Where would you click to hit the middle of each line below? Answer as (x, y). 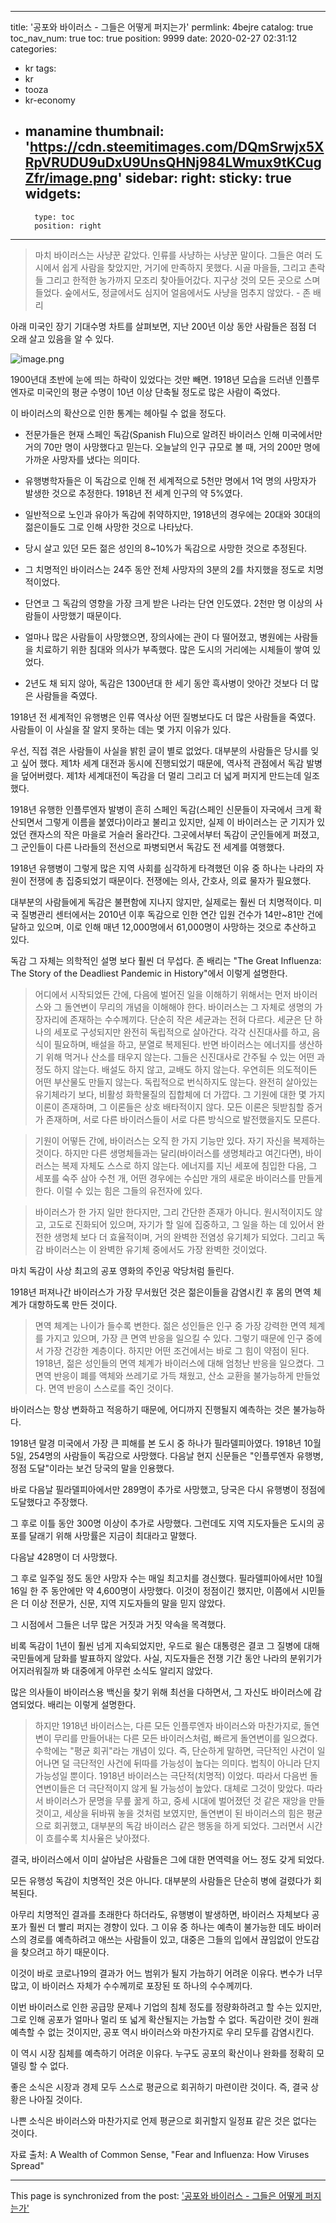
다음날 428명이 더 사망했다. (64, 1557)
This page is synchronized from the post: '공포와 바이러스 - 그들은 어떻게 (156, 2195)
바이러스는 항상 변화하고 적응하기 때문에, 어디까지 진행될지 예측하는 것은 (150, 1409)
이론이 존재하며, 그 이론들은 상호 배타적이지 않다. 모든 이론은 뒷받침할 (169, 1107)
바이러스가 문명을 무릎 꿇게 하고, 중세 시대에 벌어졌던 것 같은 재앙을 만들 (185, 1800)
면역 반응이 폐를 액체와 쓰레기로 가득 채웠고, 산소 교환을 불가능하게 (164, 1375)
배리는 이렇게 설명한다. (92, 1704)
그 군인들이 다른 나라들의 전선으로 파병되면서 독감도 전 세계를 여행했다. (147, 847)
